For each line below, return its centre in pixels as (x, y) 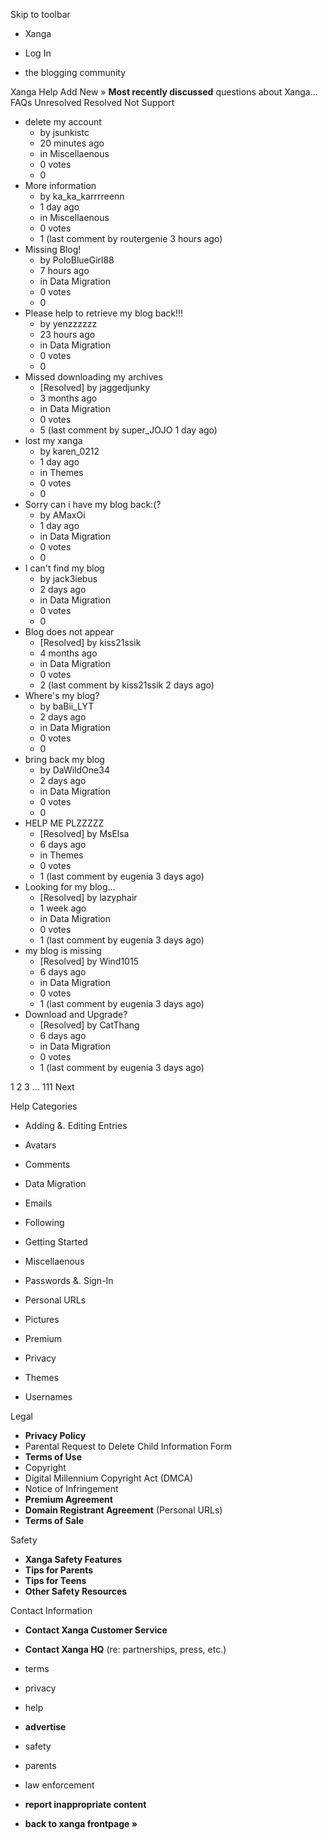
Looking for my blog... (70, 887)
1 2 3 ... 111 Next (42, 1087)
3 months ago (68, 398)
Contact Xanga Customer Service (96, 1630)
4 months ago (68, 653)
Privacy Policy (55, 1435)
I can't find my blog (64, 568)
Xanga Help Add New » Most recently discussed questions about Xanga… (164, 92)
